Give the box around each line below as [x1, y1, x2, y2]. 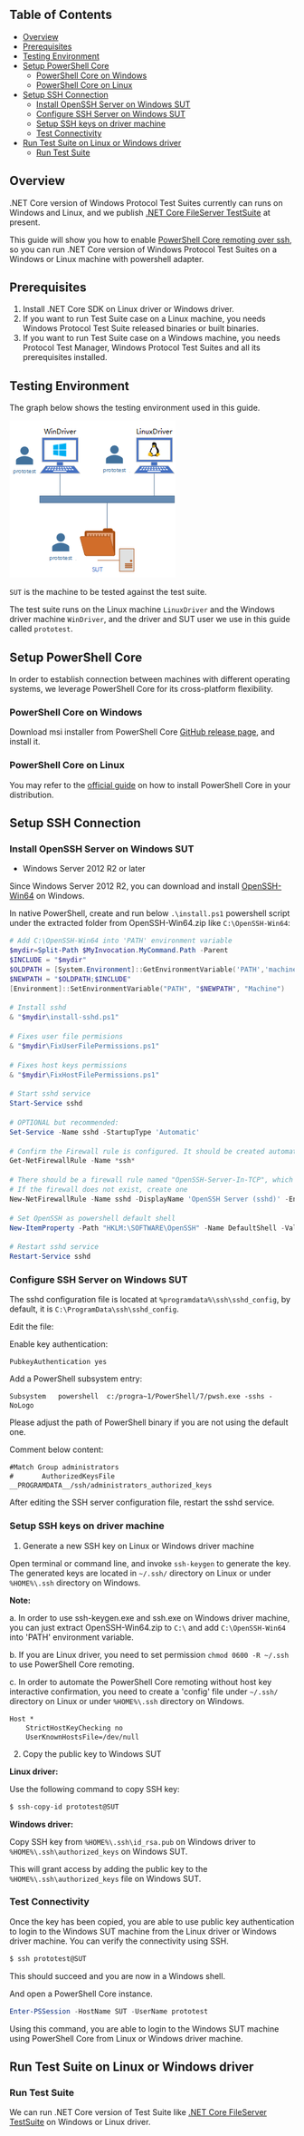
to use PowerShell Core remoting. [9, 1659, 135, 1670]
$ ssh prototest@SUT [9, 1954, 88, 1963]
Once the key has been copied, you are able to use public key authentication [9, 1916, 295, 1926]
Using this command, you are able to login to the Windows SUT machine [9, 2023, 280, 2034]
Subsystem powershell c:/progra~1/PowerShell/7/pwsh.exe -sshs [9, 1392, 265, 1401]
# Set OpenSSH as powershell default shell [9, 1214, 176, 1223]
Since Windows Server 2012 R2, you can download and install [9, 881, 240, 892]
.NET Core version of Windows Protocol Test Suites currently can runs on [9, 197, 283, 208]
